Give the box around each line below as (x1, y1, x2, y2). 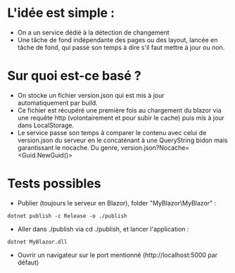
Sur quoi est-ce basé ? (7, 68, 142, 84)
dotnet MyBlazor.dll (7, 238, 68, 246)
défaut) (17, 258, 39, 267)
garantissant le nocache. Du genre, (17, 143, 120, 152)
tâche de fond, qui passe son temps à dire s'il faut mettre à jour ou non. (17, 43, 225, 51)
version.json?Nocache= (120, 143, 190, 152)
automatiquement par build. (17, 99, 99, 107)
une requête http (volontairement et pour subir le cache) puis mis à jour (17, 113, 225, 122)
